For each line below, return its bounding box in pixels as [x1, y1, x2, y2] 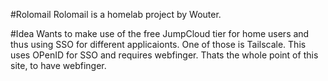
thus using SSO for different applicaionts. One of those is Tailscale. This [10, 39, 307, 50]
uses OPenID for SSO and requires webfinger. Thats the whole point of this [10, 49, 319, 61]
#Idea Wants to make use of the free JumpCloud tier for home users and [10, 28, 310, 39]
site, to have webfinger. [10, 60, 107, 71]
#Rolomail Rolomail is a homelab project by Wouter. [10, 9, 222, 20]
